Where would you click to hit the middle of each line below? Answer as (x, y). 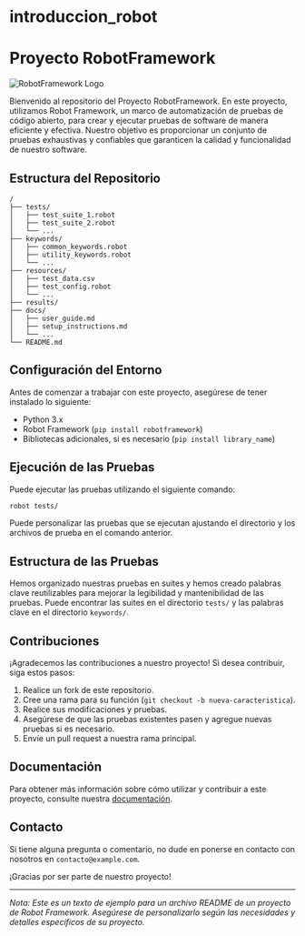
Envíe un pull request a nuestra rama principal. (109, 739)
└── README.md (36, 342)
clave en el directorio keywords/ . (69, 612)
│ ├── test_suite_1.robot (63, 215)
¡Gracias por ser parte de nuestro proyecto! (90, 876)
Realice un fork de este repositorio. (88, 690)
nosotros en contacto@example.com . (75, 859)
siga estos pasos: (42, 673)
